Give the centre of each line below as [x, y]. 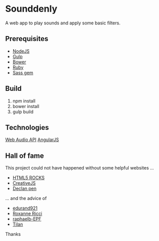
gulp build [23, 112]
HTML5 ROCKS [29, 178]
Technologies [27, 127]
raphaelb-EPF [27, 219]
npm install [24, 101]
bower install [26, 106]
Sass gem [23, 73]
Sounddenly [31, 9]
